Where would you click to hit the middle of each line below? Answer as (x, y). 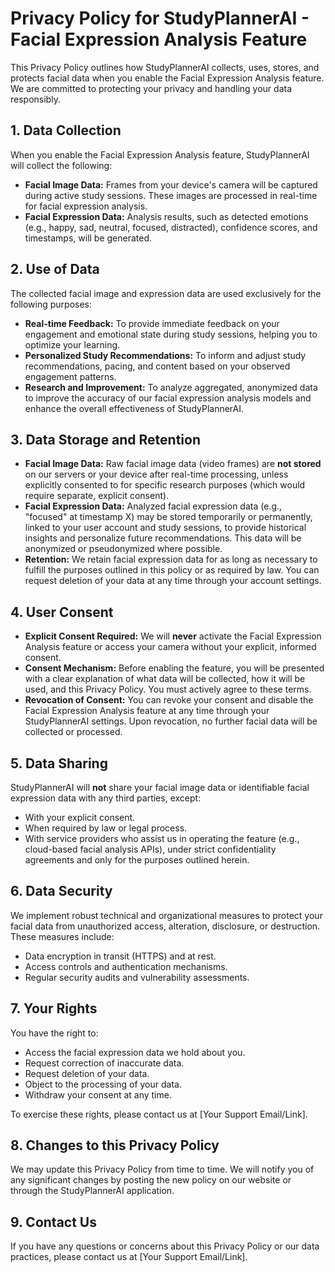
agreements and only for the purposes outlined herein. (137, 860)
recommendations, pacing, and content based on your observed (157, 366)
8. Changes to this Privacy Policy (115, 1145)
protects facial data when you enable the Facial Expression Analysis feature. (167, 78)
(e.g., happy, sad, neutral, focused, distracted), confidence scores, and (171, 227)
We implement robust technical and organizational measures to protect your (166, 915)
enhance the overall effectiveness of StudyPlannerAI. (134, 408)
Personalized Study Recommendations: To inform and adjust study (165, 355)
